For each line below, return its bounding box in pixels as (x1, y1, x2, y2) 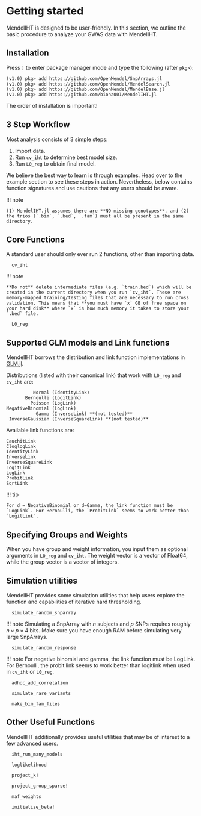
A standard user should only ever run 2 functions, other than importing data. (6, 251, 195, 258)
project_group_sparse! (11, 783, 68, 789)
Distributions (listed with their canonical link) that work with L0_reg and (6, 372, 181, 379)
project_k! (11, 772, 39, 778)
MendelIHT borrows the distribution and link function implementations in (6, 353, 185, 361)
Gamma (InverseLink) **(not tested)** (35, 411, 133, 417)
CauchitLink (6, 438, 36, 444)
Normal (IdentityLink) (32, 390, 90, 396)
